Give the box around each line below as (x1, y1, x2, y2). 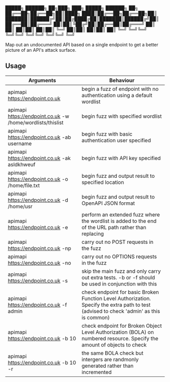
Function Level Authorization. (81, 295, 151, 302)
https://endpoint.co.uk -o (8, 175, 68, 182)
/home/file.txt (8, 182, 40, 189)
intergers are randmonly (81, 356, 139, 363)
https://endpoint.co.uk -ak (8, 154, 71, 162)
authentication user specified (81, 137, 151, 144)
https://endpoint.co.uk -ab (8, 134, 71, 141)
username (8, 140, 32, 147)
